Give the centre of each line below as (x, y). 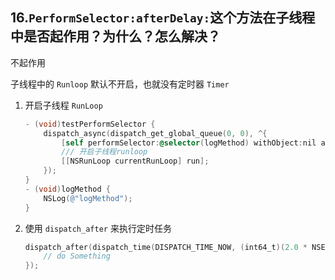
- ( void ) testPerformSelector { (90, 124)
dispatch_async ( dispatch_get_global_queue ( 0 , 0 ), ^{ (155, 133)
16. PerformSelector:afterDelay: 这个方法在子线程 (163, 18)
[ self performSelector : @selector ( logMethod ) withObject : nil (189, 143)
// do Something (77, 256)
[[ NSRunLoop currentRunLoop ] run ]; (135, 161)
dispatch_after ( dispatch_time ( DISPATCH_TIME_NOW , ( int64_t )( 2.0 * (166, 247)
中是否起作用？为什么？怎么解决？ (115, 36)
